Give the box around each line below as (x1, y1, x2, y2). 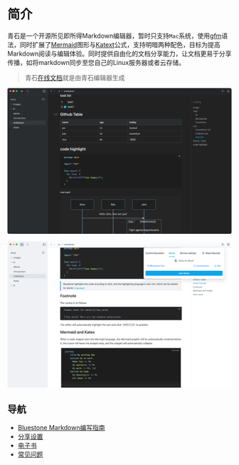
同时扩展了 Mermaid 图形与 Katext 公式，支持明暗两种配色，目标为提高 (19, 40, 221, 48)
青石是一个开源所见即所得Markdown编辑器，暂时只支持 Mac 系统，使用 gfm (7, 31, 222, 40)
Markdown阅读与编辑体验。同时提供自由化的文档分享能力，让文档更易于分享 (7, 49, 232, 58)
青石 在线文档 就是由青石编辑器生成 (24, 73, 125, 82)
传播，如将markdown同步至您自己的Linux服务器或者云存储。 (7, 58, 185, 66)
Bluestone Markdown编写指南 (17, 424, 105, 432)
